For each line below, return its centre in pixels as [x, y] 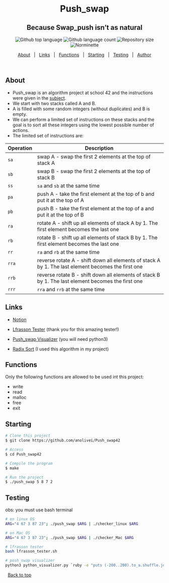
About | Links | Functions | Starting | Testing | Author [84, 55]
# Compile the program [29, 463]
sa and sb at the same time [68, 186]
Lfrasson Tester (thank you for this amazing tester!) [66, 329]
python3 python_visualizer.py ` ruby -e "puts [54, 565]
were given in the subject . [39, 98]
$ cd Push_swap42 [23, 454]
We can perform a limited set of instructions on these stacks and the [83, 119]
